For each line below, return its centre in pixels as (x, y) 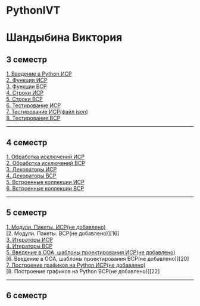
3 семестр (27, 59)
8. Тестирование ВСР (33, 118)
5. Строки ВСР (24, 99)
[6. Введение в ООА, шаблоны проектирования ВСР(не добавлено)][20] (98, 258)
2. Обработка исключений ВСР (46, 163)
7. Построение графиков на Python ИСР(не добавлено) (76, 265)
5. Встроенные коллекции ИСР (45, 182)
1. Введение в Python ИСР (39, 74)
